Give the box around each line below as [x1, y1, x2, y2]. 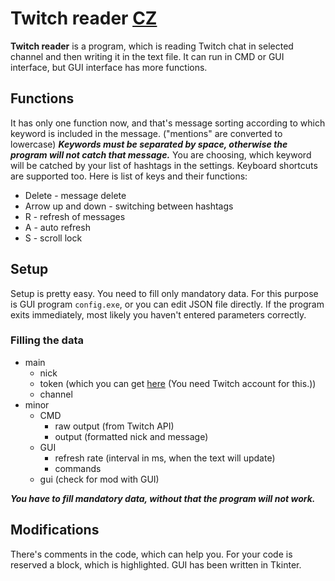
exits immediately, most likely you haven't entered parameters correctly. [10, 308, 307, 321]
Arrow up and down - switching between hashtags [24, 200, 234, 212]
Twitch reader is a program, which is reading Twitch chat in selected [10, 40, 294, 52]
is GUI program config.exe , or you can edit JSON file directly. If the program [10, 298, 325, 310]
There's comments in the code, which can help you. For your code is [10, 548, 293, 560]
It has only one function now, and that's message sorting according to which [10, 117, 326, 129]
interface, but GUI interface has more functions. [10, 61, 208, 73]
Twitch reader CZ [10, 7, 158, 30]
